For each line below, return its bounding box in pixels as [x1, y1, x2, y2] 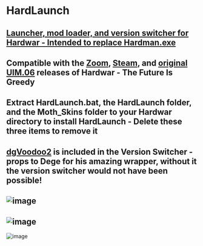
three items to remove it [6, 126, 98, 137]
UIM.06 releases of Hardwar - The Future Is [6, 67, 173, 78]
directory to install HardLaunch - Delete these [6, 117, 182, 127]
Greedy [6, 77, 35, 87]
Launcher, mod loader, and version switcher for [6, 28, 189, 38]
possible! [6, 175, 42, 185]
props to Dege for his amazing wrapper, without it [6, 156, 197, 166]
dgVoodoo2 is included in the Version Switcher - [6, 146, 193, 157]
